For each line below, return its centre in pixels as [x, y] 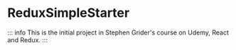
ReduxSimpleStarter [69, 13]
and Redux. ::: [28, 39]
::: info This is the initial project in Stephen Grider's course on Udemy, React [118, 32]
